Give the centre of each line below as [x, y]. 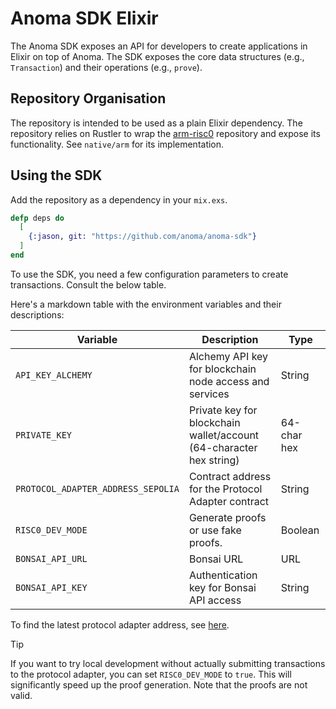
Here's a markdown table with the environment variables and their [146, 304]
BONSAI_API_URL [51, 558]
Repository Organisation [88, 98]
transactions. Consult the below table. [88, 284]
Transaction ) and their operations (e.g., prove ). [106, 67]
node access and [229, 381]
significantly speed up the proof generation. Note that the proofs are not [159, 684]
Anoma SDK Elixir [84, 18]
